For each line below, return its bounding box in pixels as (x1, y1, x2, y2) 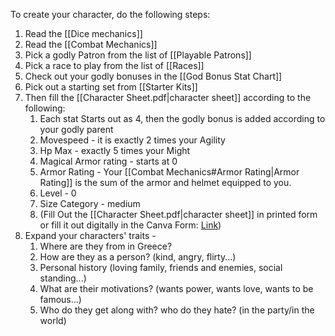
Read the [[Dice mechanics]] (24, 28, 143, 39)
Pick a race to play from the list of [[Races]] (24, 60, 205, 71)
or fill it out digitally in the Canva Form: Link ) (39, 219, 222, 231)
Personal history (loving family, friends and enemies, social (39, 262, 283, 273)
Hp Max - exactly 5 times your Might (39, 145, 191, 156)
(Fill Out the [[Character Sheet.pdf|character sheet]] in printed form (39, 209, 318, 220)
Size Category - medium (39, 198, 141, 209)
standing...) (39, 272, 87, 284)
